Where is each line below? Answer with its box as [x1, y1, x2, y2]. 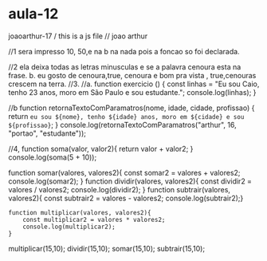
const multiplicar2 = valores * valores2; [22, 216, 166, 223]
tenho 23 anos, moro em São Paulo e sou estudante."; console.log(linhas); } [8, 87, 257, 97]
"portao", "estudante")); [8, 129, 86, 138]
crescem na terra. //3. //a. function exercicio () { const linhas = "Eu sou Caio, [8, 79, 260, 89]
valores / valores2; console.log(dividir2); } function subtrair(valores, [8, 184, 231, 194]
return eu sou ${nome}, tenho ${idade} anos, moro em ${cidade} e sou [8, 111, 245, 121]
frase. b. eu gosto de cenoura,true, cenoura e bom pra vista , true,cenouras [8, 70, 257, 80]
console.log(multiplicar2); [22, 223, 116, 231]
